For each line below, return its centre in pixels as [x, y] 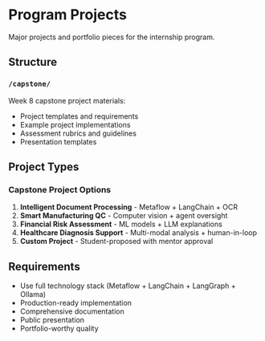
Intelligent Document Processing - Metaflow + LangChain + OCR [129, 207]
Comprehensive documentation [72, 311]
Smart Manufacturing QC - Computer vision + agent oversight [124, 216]
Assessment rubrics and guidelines [78, 133]
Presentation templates [58, 141]
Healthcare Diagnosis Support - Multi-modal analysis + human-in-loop [138, 233]
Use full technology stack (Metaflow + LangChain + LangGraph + [128, 286]
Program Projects [67, 15]
